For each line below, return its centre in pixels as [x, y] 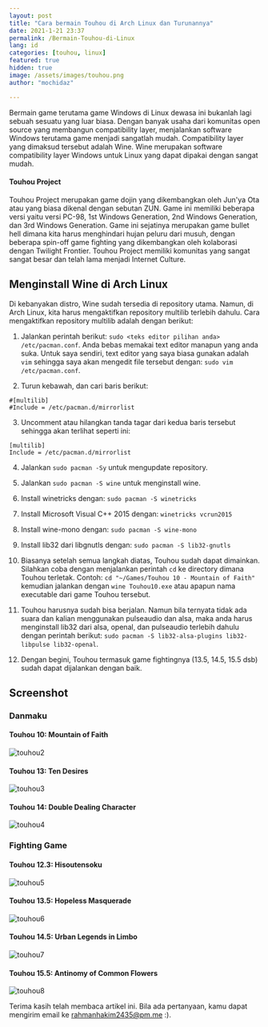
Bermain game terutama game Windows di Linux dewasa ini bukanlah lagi [130, 112]
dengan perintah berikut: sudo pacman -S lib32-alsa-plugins [122, 635]
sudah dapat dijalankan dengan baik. [81, 668]
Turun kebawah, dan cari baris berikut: [84, 386]
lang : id [24, 46]
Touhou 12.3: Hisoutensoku [56, 865]
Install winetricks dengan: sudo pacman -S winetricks [108, 498]
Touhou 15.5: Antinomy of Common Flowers [84, 973]
